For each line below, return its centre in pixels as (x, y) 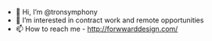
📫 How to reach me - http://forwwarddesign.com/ (97, 29)
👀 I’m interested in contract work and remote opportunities (110, 20)
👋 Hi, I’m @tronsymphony (56, 12)
